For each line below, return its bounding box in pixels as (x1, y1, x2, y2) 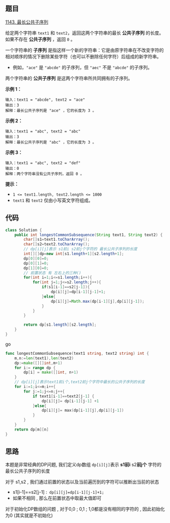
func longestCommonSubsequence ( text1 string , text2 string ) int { (5, 351, 149, 356)
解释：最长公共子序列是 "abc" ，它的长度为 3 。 (5, 140, 97, 145)
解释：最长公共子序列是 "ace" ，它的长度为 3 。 (5, 108, 97, 113)
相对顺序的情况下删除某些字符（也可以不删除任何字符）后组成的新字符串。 (5, 53, 161, 59)
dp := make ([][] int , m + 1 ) (14, 360, 63, 366)
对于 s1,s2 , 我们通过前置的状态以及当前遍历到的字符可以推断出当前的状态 (5, 479, 159, 485)
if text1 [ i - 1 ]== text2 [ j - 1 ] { (32, 394, 95, 399)
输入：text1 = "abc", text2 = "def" (5, 160, 81, 166)
